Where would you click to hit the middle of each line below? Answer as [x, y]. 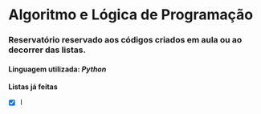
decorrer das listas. [47, 50]
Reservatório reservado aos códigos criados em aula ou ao [125, 40]
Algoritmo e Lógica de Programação [131, 15]
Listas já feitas [33, 87]
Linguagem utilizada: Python [57, 69]
